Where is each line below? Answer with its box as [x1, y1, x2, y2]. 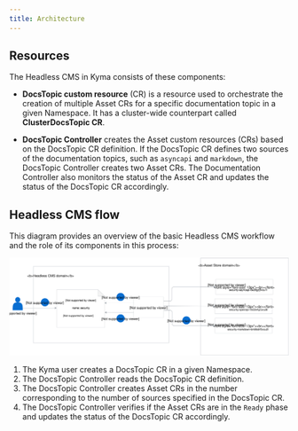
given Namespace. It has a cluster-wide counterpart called [21, 107, 237, 119]
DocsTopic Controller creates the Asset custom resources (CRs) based [21, 134, 284, 145]
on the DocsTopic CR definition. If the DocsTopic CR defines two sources [21, 144, 289, 154]
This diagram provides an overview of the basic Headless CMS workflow [9, 231, 275, 241]
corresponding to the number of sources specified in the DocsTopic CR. [21, 392, 286, 403]
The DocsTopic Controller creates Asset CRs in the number [21, 382, 238, 394]
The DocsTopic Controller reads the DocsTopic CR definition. [21, 373, 245, 384]
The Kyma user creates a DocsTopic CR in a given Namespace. [21, 364, 253, 374]
